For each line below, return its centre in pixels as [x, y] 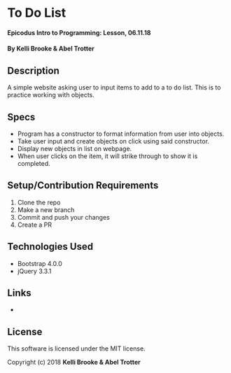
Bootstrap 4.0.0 [40, 263]
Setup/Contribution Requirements [83, 186]
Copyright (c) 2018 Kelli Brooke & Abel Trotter [74, 363]
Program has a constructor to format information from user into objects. [121, 134]
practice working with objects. [51, 95]
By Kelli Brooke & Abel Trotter [51, 49]
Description [33, 70]
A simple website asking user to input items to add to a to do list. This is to [114, 87]
